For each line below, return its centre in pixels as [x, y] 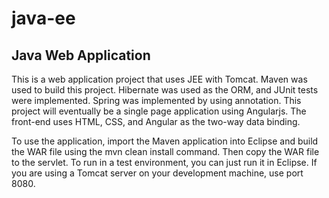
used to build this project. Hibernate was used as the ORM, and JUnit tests [165, 90]
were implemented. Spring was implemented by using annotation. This [156, 100]
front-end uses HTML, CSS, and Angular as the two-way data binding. [156, 121]
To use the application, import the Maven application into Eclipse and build [165, 141]
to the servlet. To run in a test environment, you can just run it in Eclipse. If [164, 162]
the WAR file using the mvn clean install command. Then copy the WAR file [165, 151]
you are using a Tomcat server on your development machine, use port [157, 173]
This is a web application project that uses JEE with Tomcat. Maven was [159, 79]
